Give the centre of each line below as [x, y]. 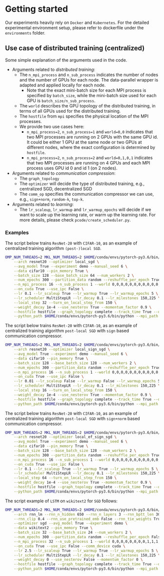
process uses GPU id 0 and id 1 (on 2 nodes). [72, 168]
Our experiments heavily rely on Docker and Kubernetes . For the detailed [77, 22]
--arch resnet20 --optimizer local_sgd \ [56, 262]
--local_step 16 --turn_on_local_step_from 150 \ [65, 391]
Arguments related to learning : [43, 204]
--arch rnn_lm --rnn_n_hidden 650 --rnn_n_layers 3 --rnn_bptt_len [84, 514]
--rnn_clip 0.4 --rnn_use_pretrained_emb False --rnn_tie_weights [83, 519]
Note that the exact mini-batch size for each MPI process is [86, 90]
